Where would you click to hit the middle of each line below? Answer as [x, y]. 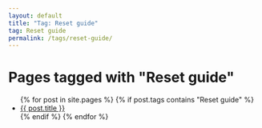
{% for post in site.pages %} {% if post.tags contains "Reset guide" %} [137, 100]
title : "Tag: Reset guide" [53, 23]
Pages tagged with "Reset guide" [121, 78]
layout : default [35, 16]
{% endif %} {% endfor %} [64, 117]
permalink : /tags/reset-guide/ [60, 38]
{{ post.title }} [42, 108]
